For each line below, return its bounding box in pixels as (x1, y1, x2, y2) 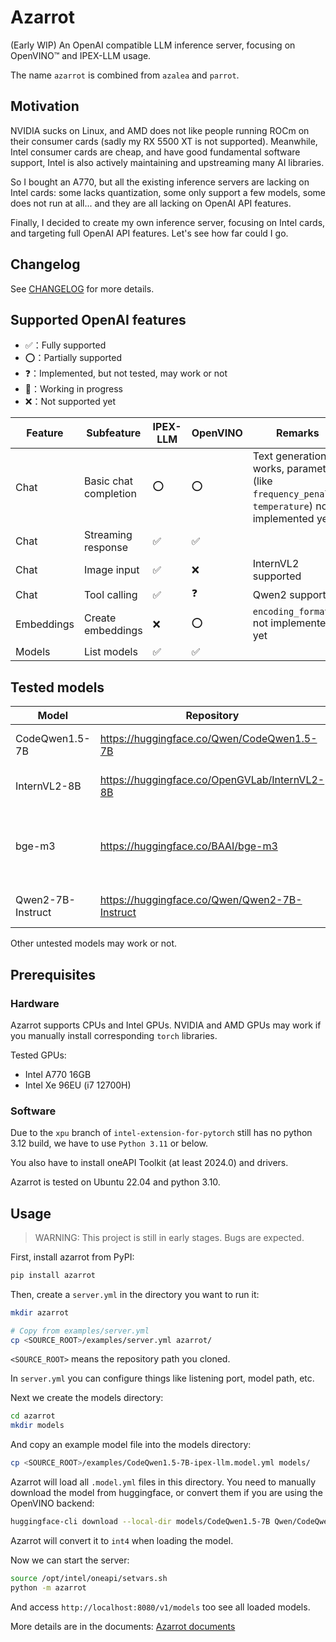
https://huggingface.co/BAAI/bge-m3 (99, 839, 278, 853)
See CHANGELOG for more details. (10, 282, 155, 295)
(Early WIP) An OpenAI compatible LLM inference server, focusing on (10, 39, 296, 51)
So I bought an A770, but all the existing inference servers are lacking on (10, 176, 310, 188)
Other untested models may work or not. (10, 937, 178, 950)
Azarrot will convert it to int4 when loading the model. (10, 1534, 234, 1546)
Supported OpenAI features (10, 311, 187, 328)
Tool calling (83, 587, 138, 601)
